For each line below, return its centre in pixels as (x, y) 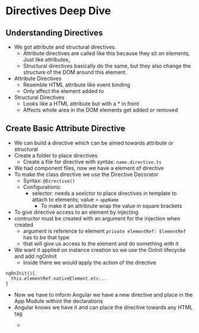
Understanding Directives (54, 33)
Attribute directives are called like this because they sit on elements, (107, 53)
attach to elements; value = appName (75, 199)
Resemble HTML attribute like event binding (77, 85)
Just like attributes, (46, 60)
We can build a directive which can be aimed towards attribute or (94, 143)
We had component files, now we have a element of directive (89, 168)
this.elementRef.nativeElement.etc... (59, 278)
